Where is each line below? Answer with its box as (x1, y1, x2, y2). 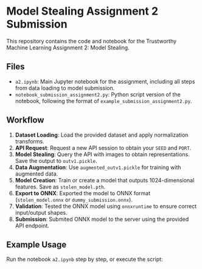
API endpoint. (15, 221, 50, 229)
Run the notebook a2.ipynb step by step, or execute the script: (6, 256, 163, 263)
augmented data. (15, 170, 58, 178)
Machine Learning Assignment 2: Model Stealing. (6, 44, 130, 51)
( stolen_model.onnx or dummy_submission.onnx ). (15, 196, 133, 203)
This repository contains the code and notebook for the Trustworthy (6, 37, 177, 45)
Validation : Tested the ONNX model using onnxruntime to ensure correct (15, 203, 197, 210)
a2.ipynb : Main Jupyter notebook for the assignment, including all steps (15, 77, 195, 85)
